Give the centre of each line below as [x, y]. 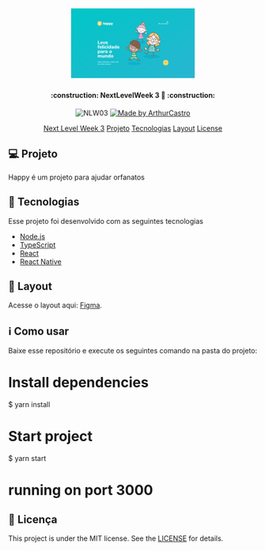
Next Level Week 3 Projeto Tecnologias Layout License [133, 128]
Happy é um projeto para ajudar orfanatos [76, 177]
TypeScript [38, 244]
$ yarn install [29, 405]
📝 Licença [33, 519]
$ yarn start [27, 459]
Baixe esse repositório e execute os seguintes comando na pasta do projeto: [133, 351]
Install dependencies [78, 383]
